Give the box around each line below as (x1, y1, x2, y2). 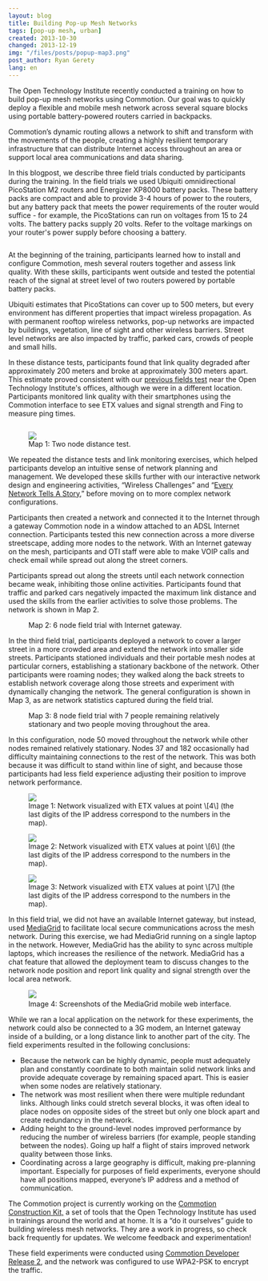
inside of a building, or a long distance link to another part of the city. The (8, 1031, 250, 1041)
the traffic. (8, 1265, 42, 1275)
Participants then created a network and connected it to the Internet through (8, 512, 260, 522)
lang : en (8, 64, 38, 72)
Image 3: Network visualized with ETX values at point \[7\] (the (28, 881, 235, 891)
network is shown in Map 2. (8, 604, 100, 614)
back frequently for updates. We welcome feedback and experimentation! (8, 1232, 252, 1242)
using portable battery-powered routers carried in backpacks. (8, 111, 213, 121)
